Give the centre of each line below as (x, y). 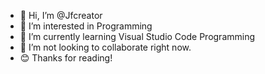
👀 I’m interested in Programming (86, 26)
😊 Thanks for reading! (66, 58)
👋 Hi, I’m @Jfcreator (61, 15)
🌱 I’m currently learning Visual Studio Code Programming (137, 36)
